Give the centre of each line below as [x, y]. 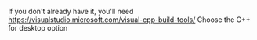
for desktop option [38, 28]
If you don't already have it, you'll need [71, 11]
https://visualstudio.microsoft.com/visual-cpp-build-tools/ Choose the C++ [129, 20]
